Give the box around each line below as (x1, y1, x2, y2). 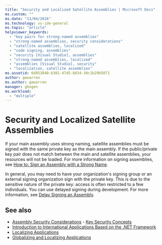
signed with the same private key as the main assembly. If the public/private (5, 146, 158, 152)
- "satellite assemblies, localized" (9, 43, 86, 48)
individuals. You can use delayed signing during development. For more (5, 186, 148, 193)
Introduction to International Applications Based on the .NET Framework (12, 224, 157, 230)
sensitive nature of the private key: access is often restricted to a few (5, 182, 144, 187)
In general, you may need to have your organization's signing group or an (5, 171, 152, 177)
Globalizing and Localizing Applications (12, 235, 91, 240)
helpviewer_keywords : (5, 30, 49, 35)
